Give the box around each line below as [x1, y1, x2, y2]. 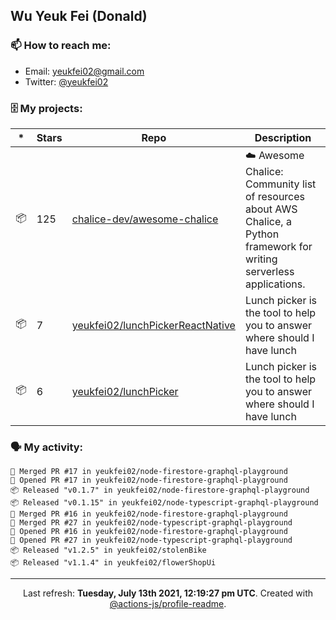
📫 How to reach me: [10, 39, 112, 53]
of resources [244, 189, 306, 203]
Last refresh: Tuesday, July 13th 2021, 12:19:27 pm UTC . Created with [22, 587, 314, 599]
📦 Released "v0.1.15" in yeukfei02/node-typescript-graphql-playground [10, 498, 319, 508]
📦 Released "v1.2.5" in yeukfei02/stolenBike [10, 545, 207, 556]
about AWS [244, 202, 298, 216]
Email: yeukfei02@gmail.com [24, 65, 145, 77]
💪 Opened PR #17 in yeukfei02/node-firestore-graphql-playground [10, 475, 288, 486]
